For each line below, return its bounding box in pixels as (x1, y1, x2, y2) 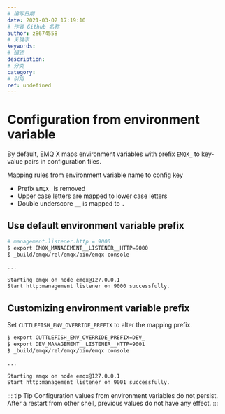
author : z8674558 (7, 29, 58, 37)
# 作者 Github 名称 (7, 23, 60, 30)
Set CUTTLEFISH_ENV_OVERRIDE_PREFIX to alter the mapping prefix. (7, 321, 192, 329)
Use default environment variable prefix (7, 220, 184, 231)
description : (7, 56, 45, 63)
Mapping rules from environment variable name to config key (7, 171, 184, 179)
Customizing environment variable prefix (7, 302, 190, 314)
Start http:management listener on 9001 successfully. (7, 379, 170, 386)
